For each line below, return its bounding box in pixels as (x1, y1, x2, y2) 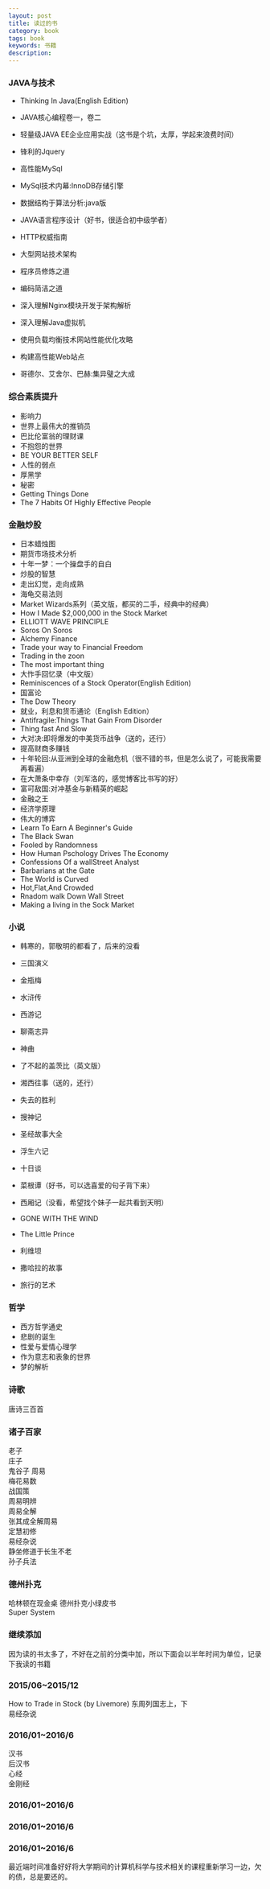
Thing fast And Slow (19, 723, 88, 733)
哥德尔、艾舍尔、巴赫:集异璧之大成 (19, 369, 135, 379)
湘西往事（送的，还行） (19, 1078, 98, 1088)
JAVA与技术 (8, 77, 55, 88)
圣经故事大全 (19, 1130, 63, 1139)
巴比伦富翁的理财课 (19, 431, 84, 441)
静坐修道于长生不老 (8, 1546, 72, 1557)
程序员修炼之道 (19, 266, 70, 276)
